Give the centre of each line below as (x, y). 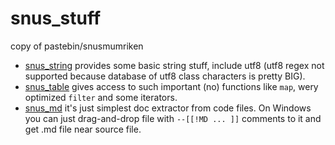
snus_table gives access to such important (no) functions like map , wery (171, 86)
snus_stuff (56, 18)
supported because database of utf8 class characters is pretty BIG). (165, 76)
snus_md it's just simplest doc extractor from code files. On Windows (168, 108)
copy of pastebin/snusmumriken (77, 46)
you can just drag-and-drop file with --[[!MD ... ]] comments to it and (173, 118)
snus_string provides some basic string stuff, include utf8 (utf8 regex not (174, 65)
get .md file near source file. (83, 129)
